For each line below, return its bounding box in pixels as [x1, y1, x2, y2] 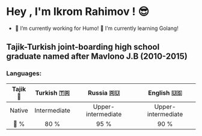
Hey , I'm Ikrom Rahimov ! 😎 [6, 5, 149, 19]
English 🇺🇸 [148, 89, 182, 97]
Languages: [6, 69, 42, 78]
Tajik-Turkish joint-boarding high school [6, 42, 160, 52]
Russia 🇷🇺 [88, 89, 120, 97]
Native [10, 106, 28, 114]
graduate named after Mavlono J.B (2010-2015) [6, 52, 188, 62]
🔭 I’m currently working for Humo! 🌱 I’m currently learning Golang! [14, 25, 179, 32]
